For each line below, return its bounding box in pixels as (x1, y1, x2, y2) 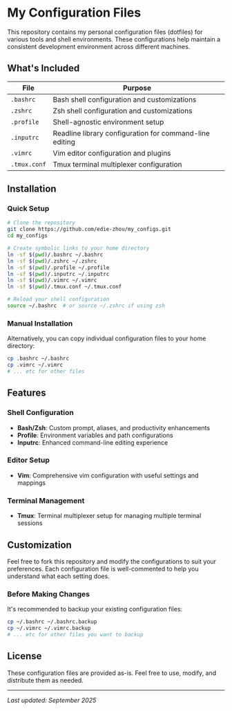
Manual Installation (7, 318, 73, 328)
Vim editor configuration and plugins (52, 148, 171, 158)
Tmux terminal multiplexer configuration (52, 159, 182, 169)
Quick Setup (7, 204, 50, 214)
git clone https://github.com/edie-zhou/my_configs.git (7, 226, 171, 233)
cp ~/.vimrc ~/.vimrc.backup (7, 625, 91, 632)
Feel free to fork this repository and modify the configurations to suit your (7, 557, 216, 565)
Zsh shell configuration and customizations (52, 106, 193, 116)
